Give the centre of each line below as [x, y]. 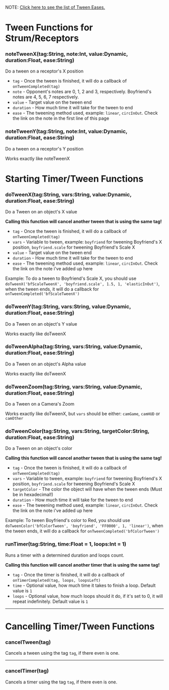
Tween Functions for [49, 28]
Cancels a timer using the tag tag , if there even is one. [61, 682]
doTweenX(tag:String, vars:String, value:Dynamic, [68, 194]
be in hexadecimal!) [33, 495]
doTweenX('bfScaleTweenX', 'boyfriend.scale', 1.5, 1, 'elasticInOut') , [82, 284]
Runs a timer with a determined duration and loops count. [65, 555]
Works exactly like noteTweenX [38, 159]
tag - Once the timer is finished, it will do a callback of [68, 574]
